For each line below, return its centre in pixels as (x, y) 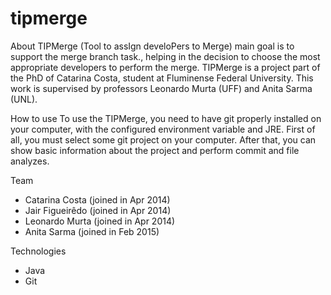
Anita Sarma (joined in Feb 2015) (92, 231)
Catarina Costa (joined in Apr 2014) (97, 199)
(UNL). (24, 99)
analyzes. (30, 161)
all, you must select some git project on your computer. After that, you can (163, 139)
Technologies (38, 251)
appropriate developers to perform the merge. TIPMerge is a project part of (165, 67)
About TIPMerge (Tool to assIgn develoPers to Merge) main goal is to (152, 46)
